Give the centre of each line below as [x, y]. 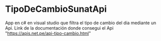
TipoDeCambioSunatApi [56, 9]
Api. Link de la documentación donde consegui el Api [59, 28]
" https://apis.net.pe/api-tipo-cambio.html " [48, 33]
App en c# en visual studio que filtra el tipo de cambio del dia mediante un [81, 23]
